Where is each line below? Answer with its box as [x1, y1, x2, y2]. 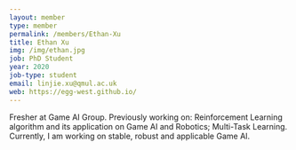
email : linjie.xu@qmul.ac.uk [9, 79, 117, 88]
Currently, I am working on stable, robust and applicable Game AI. [9, 130, 251, 141]
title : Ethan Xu [9, 37, 69, 47]
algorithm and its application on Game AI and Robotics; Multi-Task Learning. [9, 121, 288, 131]
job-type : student [9, 71, 77, 80]
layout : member [9, 12, 66, 22]
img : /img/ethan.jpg [9, 46, 86, 55]
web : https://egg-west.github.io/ [9, 87, 138, 96]
